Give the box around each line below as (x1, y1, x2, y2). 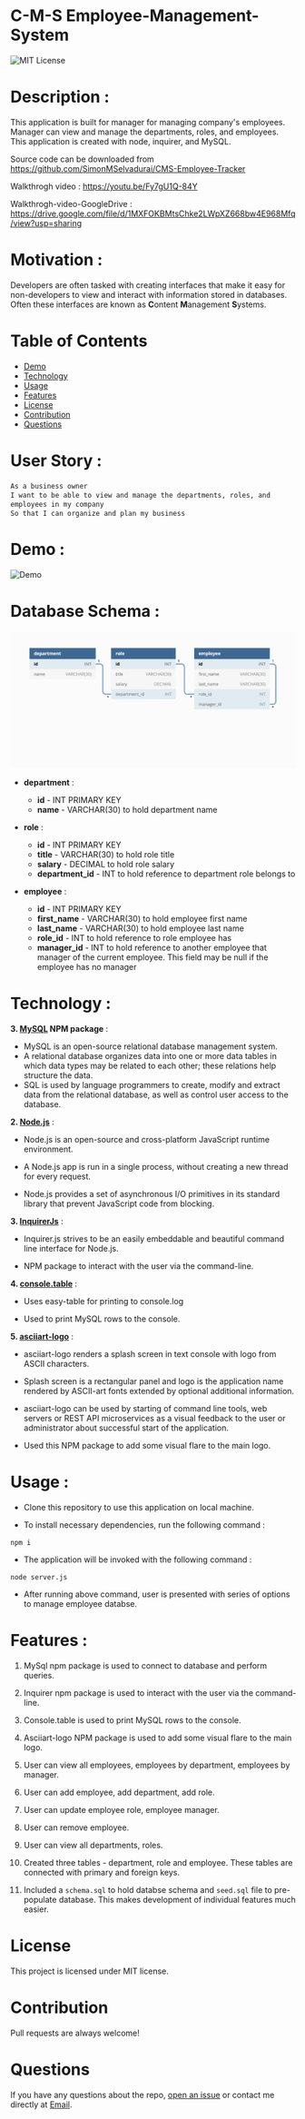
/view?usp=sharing (10, 217, 83, 228)
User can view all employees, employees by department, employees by (23, 1759, 290, 1770)
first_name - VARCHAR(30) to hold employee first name (36, 913, 248, 924)
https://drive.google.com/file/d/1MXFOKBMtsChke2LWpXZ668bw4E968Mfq (10, 208, 296, 219)
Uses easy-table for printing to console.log (23, 1295, 184, 1306)
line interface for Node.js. (23, 1243, 119, 1253)
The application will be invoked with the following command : (23, 1554, 252, 1565)
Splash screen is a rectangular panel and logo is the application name (23, 1375, 284, 1386)
